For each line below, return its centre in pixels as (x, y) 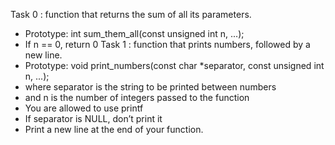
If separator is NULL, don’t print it (93, 118)
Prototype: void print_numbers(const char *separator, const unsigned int (174, 65)
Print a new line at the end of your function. (114, 129)
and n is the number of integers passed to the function (137, 97)
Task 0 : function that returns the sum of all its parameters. (131, 14)
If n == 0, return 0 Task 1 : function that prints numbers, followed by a (167, 44)
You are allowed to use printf (84, 108)
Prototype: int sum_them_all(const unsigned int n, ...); (134, 33)
